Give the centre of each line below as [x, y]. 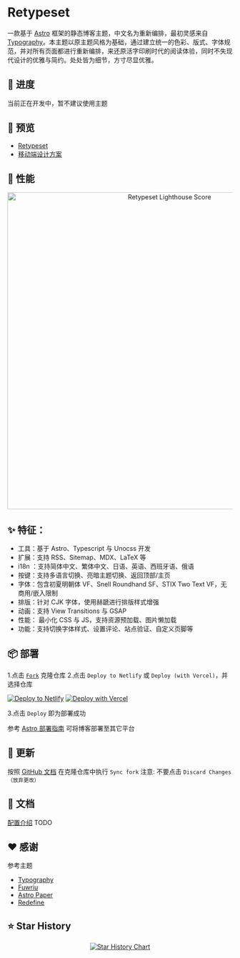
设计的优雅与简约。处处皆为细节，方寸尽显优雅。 [85, 60]
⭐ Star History [39, 926]
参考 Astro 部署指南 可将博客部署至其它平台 [71, 728]
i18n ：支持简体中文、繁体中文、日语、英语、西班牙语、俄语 [106, 567]
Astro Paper [35, 895]
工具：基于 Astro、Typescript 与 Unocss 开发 [84, 549]
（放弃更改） [24, 780]
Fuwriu [28, 887]
